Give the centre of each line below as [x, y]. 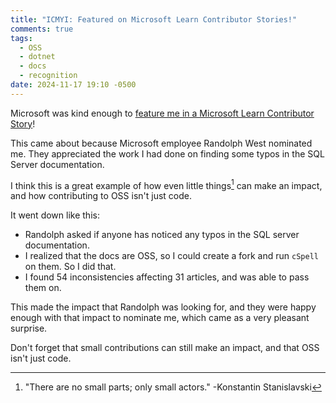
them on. [43, 288]
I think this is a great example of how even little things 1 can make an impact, [166, 184]
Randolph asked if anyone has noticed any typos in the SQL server [162, 235]
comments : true [42, 29]
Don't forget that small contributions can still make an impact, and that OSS [165, 348]
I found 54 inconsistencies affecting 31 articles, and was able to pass [167, 277]
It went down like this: [55, 215]
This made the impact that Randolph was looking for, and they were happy [163, 307]
